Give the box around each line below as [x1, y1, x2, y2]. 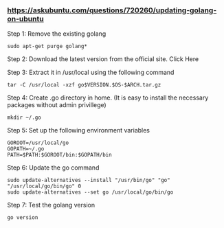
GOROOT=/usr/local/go [7, 139, 69, 146]
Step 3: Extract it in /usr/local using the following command [7, 68, 175, 77]
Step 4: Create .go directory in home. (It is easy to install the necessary [7, 93, 209, 102]
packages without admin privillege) [7, 101, 107, 109]
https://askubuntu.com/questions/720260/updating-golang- [7, 5, 217, 15]
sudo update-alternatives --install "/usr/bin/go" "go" [7, 177, 170, 184]
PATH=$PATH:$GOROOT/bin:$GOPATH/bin [7, 152, 112, 159]
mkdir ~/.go [7, 114, 41, 122]
